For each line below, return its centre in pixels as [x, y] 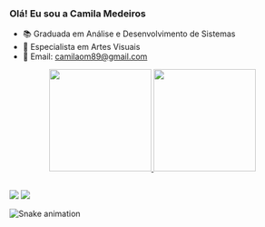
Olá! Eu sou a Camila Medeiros [78, 14]
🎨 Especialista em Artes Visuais [81, 47]
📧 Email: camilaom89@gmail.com [85, 56]
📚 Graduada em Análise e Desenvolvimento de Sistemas [129, 34]
